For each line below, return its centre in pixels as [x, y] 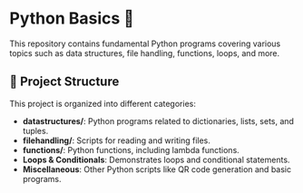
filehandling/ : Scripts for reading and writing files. [117, 140]
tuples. [35, 130]
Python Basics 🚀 [72, 19]
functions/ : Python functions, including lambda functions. [131, 150]
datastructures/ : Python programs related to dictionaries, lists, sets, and [158, 121]
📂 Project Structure [64, 82]
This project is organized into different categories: [103, 103]
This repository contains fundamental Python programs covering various [145, 43]
